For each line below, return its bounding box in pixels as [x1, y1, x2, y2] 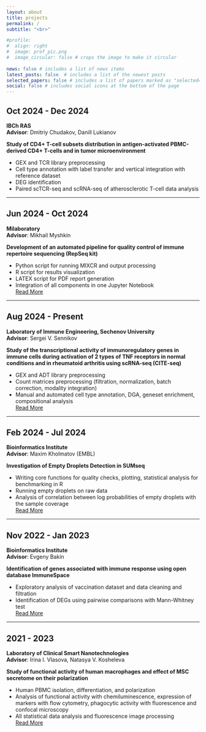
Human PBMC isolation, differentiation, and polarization [15, 687, 156, 693]
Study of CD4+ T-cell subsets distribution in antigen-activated [6, 140, 170, 148]
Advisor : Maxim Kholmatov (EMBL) [6, 450, 96, 458]
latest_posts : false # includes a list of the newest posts [6, 71, 166, 77]
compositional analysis [15, 397, 74, 404]
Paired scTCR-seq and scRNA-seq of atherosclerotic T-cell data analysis [15, 185, 199, 192]
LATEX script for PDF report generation [15, 275, 115, 282]
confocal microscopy [15, 706, 69, 713]
